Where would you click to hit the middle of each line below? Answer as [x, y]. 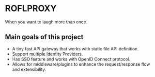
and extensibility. [29, 69]
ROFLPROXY [31, 8]
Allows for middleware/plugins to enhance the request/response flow [81, 64]
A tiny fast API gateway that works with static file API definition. [75, 48]
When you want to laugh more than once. [46, 22]
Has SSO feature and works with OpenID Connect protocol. [71, 59]
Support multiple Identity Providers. [47, 54]
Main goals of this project [44, 37]
